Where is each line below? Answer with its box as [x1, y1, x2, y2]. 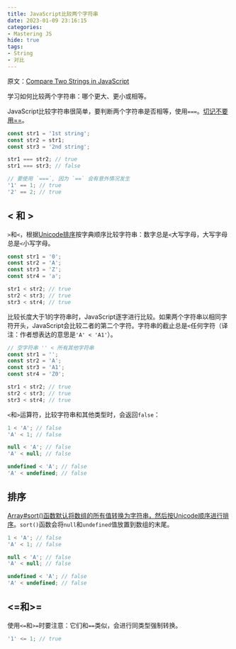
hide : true [7, 37, 40, 44]
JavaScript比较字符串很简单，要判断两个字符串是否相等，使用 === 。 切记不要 [7, 107, 228, 115]
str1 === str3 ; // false [7, 162, 81, 170]
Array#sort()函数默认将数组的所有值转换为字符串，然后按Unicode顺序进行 [7, 511, 223, 519]
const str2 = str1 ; [7, 136, 65, 144]
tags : [7, 43, 23, 50]
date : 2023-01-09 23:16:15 [7, 17, 87, 24]
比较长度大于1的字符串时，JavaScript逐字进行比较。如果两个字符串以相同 [7, 312, 221, 321]
